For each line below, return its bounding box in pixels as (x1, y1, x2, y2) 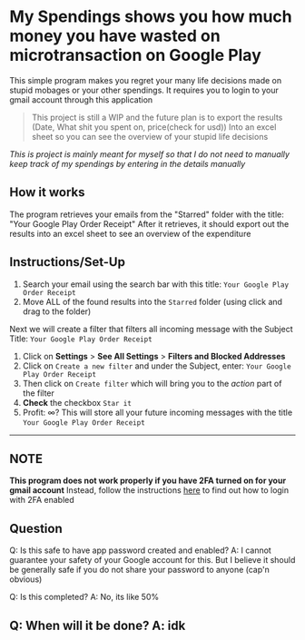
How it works (9, 184, 85, 201)
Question (9, 520, 63, 537)
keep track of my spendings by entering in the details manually (9, 158, 246, 169)
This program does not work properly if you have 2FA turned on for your (9, 475, 287, 487)
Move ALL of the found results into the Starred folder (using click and (22, 296, 283, 307)
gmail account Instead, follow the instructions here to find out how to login (9, 485, 290, 496)
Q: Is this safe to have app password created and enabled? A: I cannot (9, 545, 272, 556)
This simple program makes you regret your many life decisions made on (9, 74, 282, 85)
